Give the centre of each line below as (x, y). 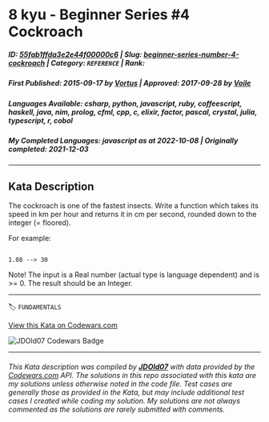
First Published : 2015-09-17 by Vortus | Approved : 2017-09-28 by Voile (130, 83)
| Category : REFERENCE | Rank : (96, 62)
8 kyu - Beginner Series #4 (99, 15)
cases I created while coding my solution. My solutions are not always (124, 400)
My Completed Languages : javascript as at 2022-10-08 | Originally (123, 140)
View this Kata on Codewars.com (63, 325)
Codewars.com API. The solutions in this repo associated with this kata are (132, 375)
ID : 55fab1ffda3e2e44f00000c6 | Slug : (75, 54)
